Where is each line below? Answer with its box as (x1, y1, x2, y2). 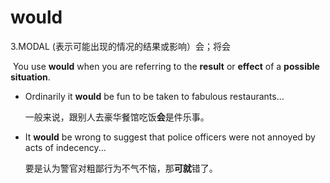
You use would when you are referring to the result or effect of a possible (12, 60, 320, 72)
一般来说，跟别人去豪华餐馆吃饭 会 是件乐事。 (24, 111, 210, 123)
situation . (10, 71, 51, 83)
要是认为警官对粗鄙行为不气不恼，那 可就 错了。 (24, 162, 218, 174)
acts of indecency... (24, 141, 107, 153)
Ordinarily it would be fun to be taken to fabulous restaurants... (24, 90, 285, 102)
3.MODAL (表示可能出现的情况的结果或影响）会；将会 (10, 40, 231, 52)
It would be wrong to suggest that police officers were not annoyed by (24, 131, 316, 143)
